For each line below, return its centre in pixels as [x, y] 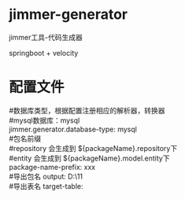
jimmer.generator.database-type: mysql [73, 129]
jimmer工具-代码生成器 [46, 37]
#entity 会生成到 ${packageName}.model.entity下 [89, 158]
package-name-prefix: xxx [52, 167]
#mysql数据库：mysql [44, 120]
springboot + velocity [44, 53]
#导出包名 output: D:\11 [46, 176]
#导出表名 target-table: [46, 186]
